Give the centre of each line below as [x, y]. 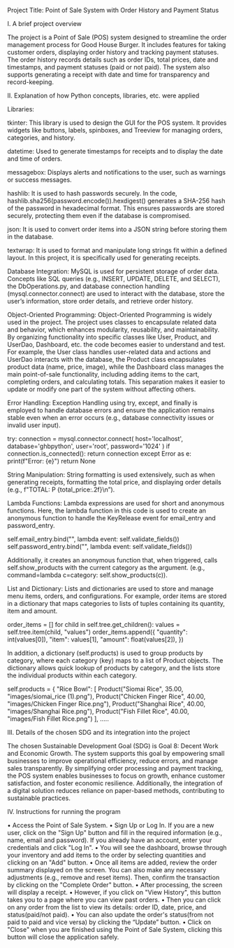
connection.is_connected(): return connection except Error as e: [100, 454]
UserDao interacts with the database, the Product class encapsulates [107, 359]
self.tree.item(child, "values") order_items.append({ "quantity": [97, 632]
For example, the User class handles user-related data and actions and [109, 352]
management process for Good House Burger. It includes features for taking [117, 45]
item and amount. [32, 611]
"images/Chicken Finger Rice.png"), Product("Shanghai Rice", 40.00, [107, 704]
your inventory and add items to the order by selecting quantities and [107, 855]
